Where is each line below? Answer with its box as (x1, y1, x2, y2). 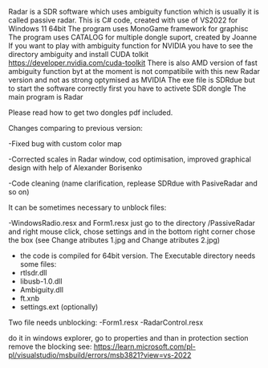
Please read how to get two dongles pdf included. (8, 108, 173, 117)
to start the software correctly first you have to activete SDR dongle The (8, 84, 246, 93)
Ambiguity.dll (19, 285, 64, 294)
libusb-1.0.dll (19, 276, 63, 286)
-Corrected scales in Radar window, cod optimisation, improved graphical (8, 154, 251, 164)
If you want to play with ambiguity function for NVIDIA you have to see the (8, 41, 254, 51)
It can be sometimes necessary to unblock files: (8, 202, 167, 212)
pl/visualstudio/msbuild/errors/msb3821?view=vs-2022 (8, 350, 192, 360)
